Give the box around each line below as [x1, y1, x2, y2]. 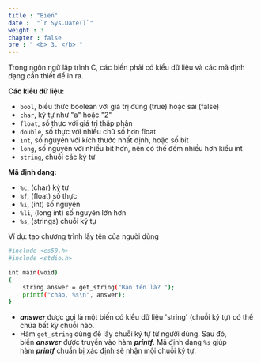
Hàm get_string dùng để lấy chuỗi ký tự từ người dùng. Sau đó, [19, 329, 227, 338]
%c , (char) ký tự [19, 183, 70, 192]
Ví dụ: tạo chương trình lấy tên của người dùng [8, 232, 160, 241]
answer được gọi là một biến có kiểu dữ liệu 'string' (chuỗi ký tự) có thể [19, 312, 254, 322]
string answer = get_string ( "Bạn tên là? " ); [22, 283, 176, 291]
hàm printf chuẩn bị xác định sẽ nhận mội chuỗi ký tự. [19, 346, 196, 356]
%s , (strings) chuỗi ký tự [19, 217, 97, 226]
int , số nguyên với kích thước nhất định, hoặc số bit [19, 135, 189, 145]
